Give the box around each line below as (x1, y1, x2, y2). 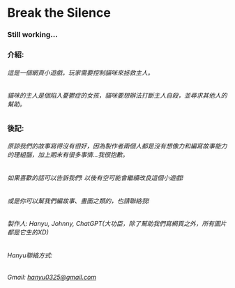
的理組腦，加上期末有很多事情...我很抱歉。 (7, 151, 129, 159)
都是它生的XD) (7, 228, 49, 236)
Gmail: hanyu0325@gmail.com (7, 273, 96, 282)
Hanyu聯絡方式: (7, 251, 53, 259)
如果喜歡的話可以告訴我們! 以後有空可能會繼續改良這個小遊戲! (7, 174, 183, 182)
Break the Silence (7, 5, 112, 21)
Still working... (7, 30, 58, 40)
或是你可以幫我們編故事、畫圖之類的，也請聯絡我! (7, 197, 150, 205)
